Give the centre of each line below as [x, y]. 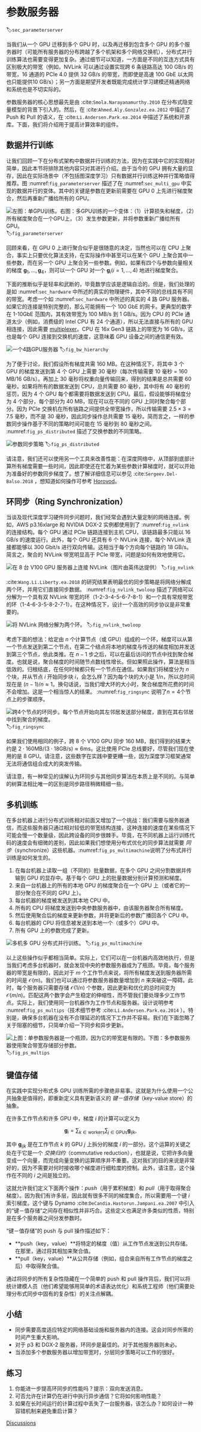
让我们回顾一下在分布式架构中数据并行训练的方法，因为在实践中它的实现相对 [100, 161]
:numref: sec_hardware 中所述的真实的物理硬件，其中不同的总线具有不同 [105, 291]
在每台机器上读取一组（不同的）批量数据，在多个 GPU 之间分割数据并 [100, 870]
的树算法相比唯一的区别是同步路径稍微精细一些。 [66, 784]
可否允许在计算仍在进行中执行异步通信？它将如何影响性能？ [88, 1396]
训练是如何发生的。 [30, 858]
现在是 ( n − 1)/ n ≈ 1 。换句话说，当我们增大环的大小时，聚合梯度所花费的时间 [100, 685]
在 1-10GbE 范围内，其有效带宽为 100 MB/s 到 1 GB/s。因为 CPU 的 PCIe [95, 314]
